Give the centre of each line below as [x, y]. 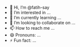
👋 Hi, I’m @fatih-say [29, 7]
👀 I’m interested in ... [30, 12]
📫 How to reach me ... [32, 28]
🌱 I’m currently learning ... [35, 18]
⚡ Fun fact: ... [23, 40]
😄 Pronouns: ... [25, 35]
